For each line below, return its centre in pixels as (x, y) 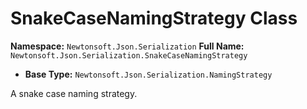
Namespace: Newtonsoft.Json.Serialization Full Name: (127, 46)
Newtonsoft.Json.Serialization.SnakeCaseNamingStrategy (129, 55)
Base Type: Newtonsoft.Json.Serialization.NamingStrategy (148, 74)
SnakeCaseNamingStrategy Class (154, 18)
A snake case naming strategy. (74, 93)
